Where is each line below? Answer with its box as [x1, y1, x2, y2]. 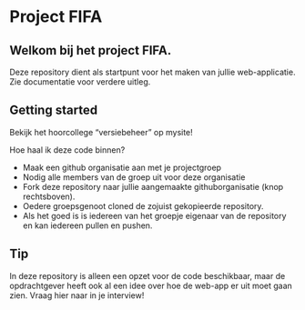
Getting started [9, 103, 98, 118]
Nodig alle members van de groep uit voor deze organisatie [22, 171, 246, 183]
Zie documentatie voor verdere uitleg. [9, 76, 151, 87]
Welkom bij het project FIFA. [9, 43, 172, 58]
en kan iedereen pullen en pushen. [22, 220, 153, 231]
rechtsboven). [22, 191, 76, 202]
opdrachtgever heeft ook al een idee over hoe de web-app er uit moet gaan [9, 280, 293, 291]
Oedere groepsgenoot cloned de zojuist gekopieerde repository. [22, 200, 264, 211]
